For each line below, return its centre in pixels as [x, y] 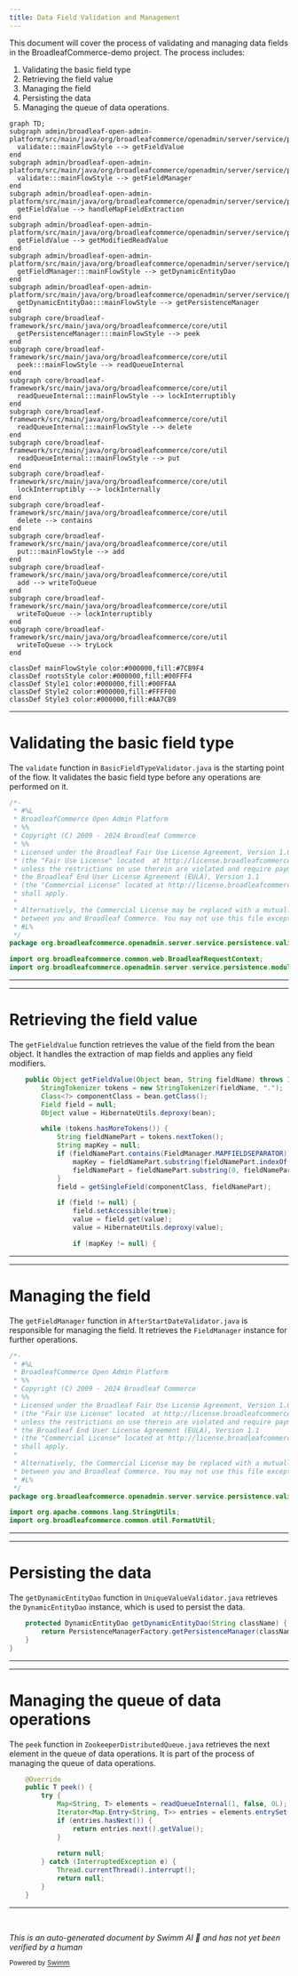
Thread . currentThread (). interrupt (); [126, 1870]
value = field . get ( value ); [122, 1219]
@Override [43, 1779]
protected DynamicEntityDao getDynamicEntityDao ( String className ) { [157, 1624]
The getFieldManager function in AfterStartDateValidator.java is [129, 1321]
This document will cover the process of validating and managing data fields [149, 43]
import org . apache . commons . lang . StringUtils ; [94, 1513]
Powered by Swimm [39, 1963]
